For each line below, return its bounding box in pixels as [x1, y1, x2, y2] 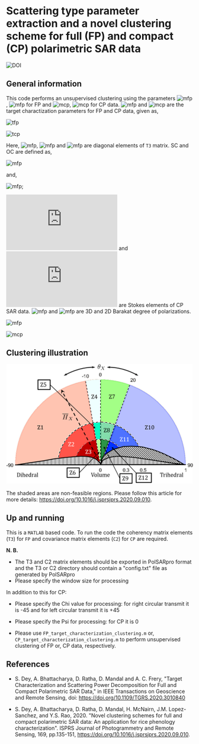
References [6, 659, 50, 669]
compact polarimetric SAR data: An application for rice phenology [14, 718, 176, 725]
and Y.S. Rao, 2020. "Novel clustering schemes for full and [38, 711, 182, 719]
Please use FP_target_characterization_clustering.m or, [14, 629, 155, 637]
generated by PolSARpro [14, 571, 75, 578]
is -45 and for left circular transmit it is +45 [14, 606, 120, 613]
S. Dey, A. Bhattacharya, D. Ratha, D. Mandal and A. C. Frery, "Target [14, 675, 182, 682]
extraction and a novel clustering [6, 17, 172, 30]
